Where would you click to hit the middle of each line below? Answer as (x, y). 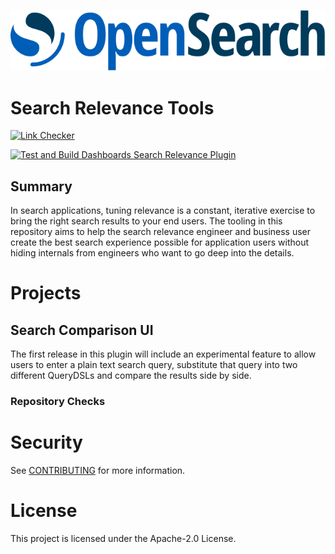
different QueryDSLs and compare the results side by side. (131, 376)
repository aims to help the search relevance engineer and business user (161, 232)
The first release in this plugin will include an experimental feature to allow (163, 354)
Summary (41, 186)
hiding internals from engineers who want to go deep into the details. (152, 253)
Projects (46, 293)
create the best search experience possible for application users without (160, 242)
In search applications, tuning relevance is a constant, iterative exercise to (163, 211)
